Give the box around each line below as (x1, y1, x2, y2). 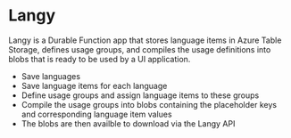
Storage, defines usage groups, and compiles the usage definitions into (8, 44, 271, 54)
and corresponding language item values (21, 109, 172, 119)
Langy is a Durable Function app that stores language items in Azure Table (8, 35, 282, 45)
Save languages (21, 70, 81, 81)
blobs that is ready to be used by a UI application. (8, 53, 191, 64)
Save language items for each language (21, 80, 168, 91)
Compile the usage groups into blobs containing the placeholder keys (21, 99, 278, 110)
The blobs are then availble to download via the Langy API (21, 118, 236, 129)
